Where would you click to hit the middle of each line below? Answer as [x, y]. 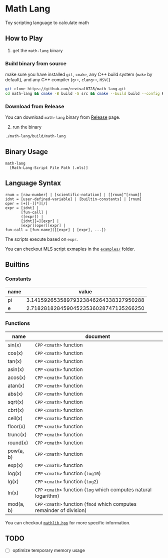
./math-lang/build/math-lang [35, 136]
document [98, 336]
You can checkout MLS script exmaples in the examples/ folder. [70, 249]
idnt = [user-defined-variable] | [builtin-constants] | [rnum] [73, 199]
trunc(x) [17, 434]
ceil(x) [15, 418]
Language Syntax [33, 183]
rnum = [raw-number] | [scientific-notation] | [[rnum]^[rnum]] [73, 195]
